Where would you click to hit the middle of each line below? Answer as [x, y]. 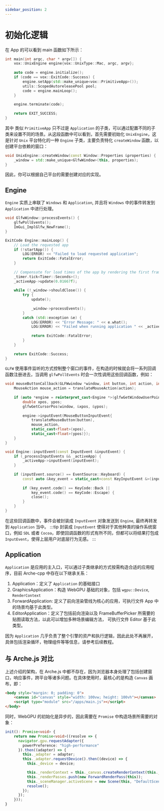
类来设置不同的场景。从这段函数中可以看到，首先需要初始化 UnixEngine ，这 [81, 134]
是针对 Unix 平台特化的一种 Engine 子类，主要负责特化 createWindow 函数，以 [82, 140]
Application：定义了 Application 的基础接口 [56, 583]
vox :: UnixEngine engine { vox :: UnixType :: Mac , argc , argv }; [74, 64]
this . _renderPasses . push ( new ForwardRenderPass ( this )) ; [85, 777]
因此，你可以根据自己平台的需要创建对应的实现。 [54, 174]
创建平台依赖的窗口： [26, 146]
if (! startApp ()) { [34, 250]
